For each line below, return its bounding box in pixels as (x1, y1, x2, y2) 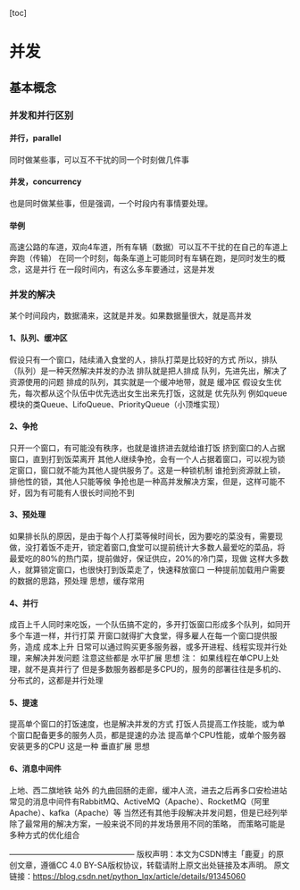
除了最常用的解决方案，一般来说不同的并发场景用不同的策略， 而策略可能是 (9, 818, 286, 829)
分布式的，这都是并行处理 (9, 675, 104, 686)
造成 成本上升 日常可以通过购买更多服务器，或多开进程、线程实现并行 (24, 642, 279, 652)
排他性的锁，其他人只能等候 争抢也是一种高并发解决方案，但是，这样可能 (9, 475, 278, 486)
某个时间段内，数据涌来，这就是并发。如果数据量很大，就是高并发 (9, 310, 252, 321)
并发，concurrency (9, 176, 82, 187)
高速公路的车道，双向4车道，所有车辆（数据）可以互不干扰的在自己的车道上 (9, 241, 288, 253)
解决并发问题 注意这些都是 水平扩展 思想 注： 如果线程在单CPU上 (32, 652, 272, 664)
